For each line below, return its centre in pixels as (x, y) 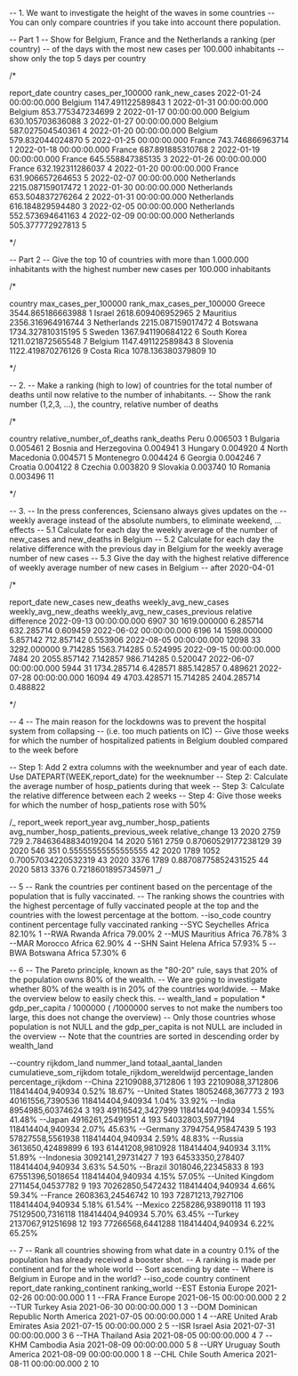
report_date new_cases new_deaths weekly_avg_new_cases (119, 602)
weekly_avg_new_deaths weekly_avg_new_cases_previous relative (131, 612)
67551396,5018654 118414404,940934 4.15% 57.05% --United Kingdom (141, 1176)
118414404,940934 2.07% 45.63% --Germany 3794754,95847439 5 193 (143, 1129)
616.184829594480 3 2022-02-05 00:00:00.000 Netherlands (122, 206)
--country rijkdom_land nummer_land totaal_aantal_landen (116, 1063)
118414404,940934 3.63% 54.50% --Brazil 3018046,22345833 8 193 (137, 1167)
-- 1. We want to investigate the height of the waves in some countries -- (142, 13)
